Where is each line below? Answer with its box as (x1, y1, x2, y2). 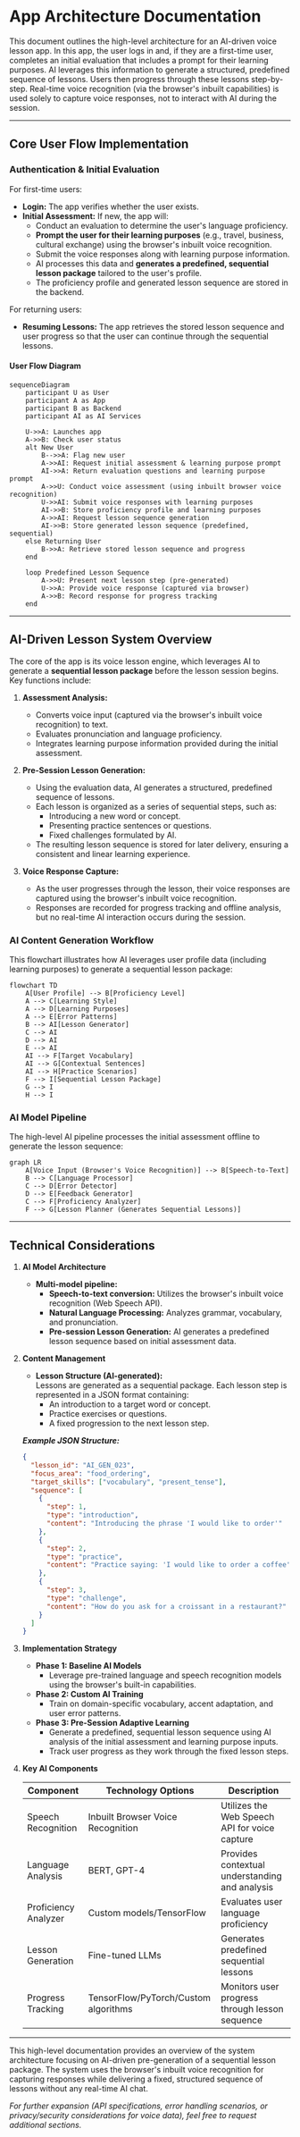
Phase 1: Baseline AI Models (35, 1661, 142, 1671)
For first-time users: (9, 183, 83, 194)
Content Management (21, 1353, 106, 1364)
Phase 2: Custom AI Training (35, 1689, 145, 1700)
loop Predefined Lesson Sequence (25, 568, 150, 577)
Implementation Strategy (21, 1643, 118, 1654)
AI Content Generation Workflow (9, 934, 154, 947)
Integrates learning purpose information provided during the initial (35, 737, 279, 748)
